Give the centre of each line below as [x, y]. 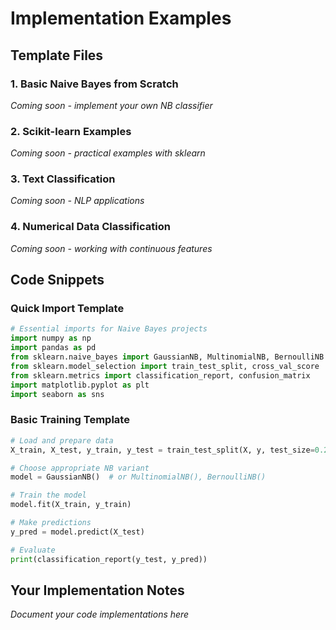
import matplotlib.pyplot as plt [80, 385]
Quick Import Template [67, 309]
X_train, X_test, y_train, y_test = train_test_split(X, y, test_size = [162, 450]
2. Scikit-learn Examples [71, 131]
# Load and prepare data [62, 440]
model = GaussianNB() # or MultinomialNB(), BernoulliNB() [138, 477]
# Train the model [48, 495]
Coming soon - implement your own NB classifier [111, 105]
